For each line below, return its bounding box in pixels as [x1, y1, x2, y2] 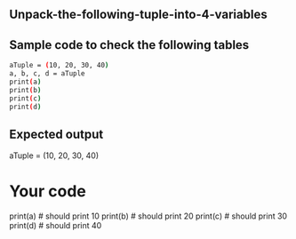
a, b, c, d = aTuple [9, 69, 86, 78]
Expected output [9, 126, 104, 141]
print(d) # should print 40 [9, 220, 102, 231]
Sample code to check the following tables [9, 37, 250, 52]
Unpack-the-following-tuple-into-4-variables [9, 7, 268, 22]
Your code [9, 181, 87, 202]
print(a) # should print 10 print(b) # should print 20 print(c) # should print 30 [9, 211, 287, 221]
